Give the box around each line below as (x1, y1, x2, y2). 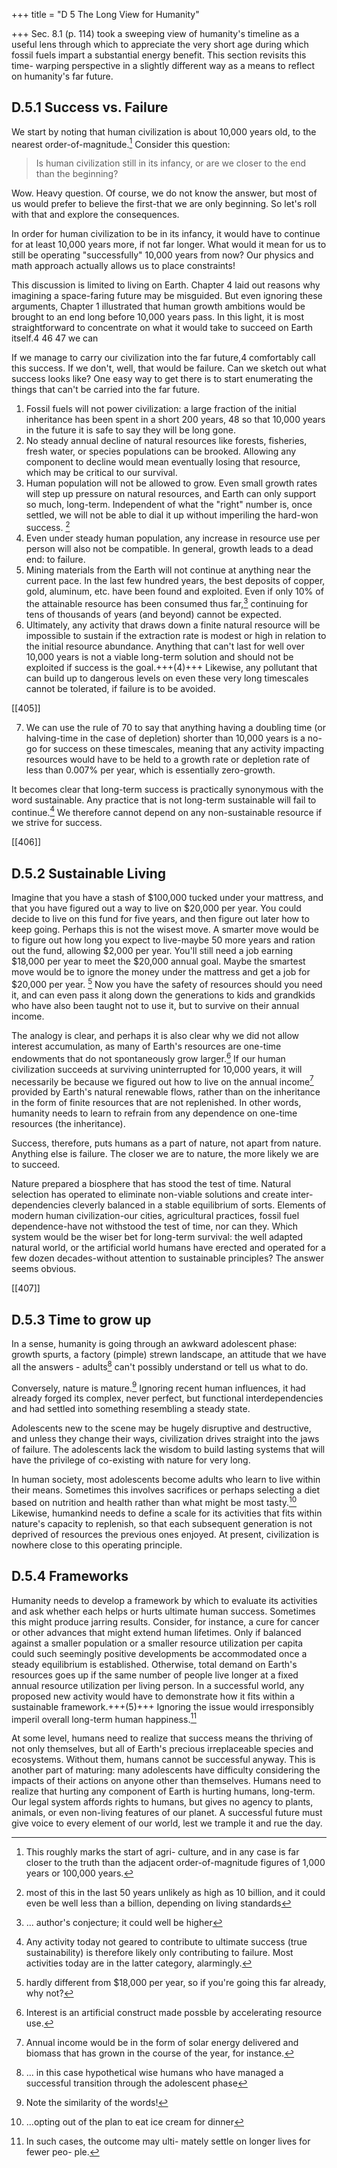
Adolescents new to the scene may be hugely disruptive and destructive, (11, 1422, 312, 1434)
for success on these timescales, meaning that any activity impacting (39, 742, 325, 754)
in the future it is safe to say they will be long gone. (25, 424, 237, 436)
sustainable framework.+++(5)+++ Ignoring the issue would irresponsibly (11, 1700, 314, 1713)
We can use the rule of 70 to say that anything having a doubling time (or (25, 721, 326, 733)
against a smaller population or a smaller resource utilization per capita (11, 1637, 304, 1649)
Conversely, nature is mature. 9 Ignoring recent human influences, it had (11, 1380, 306, 1394)
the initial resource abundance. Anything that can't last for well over (25, 640, 306, 652)
